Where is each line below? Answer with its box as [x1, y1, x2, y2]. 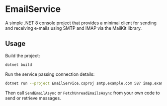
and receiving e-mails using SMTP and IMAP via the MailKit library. [5, 25, 142, 31]
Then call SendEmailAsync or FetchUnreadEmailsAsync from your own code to [5, 90, 160, 96]
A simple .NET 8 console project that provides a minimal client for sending [5, 20, 157, 26]
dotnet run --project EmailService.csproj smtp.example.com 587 [5, 81, 141, 86]
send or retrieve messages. [5, 95, 61, 101]
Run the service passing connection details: [5, 71, 95, 77]
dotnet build [5, 62, 32, 67]
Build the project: [5, 53, 40, 58]
